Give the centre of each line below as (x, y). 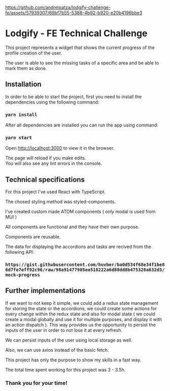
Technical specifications (45, 179)
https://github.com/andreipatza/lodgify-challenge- (58, 7)
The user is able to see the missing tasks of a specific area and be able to (82, 63)
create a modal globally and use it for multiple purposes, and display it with (84, 319)
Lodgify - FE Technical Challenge (76, 33)
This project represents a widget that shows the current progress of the (80, 47)
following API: (20, 252)
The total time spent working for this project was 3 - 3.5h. (65, 370)
